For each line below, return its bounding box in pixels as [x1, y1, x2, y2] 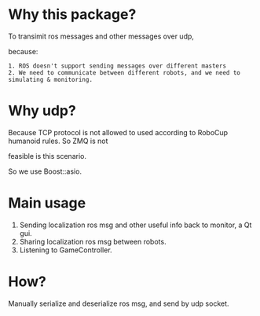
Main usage [8, 194, 86, 212]
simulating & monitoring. [8, 75, 93, 83]
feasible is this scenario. [8, 151, 86, 160]
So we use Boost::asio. [8, 167, 82, 176]
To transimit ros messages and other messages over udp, [8, 31, 195, 41]
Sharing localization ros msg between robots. [19, 237, 167, 246]
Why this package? [8, 6, 137, 24]
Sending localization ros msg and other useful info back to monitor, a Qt [19, 220, 252, 230]
